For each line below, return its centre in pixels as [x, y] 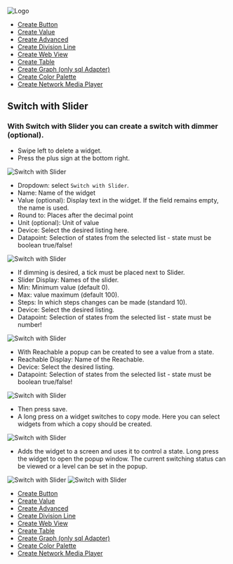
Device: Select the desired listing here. [73, 230]
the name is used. [43, 207]
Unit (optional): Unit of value [58, 222]
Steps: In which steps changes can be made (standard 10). [102, 302]
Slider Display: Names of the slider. [68, 280]
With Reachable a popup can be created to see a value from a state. [116, 352]
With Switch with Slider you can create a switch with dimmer [113, 127]
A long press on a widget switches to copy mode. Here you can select [119, 416]
